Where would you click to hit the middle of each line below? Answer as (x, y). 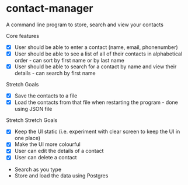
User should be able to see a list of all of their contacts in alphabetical (98, 54)
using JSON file (33, 109)
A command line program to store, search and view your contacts (85, 25)
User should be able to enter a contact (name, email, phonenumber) (96, 47)
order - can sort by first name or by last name (69, 61)
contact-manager (50, 8)
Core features (23, 36)
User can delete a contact (46, 158)
